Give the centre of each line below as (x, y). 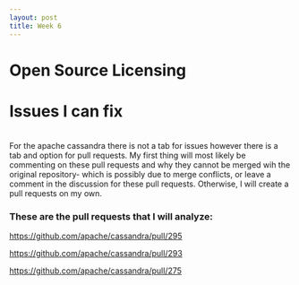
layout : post (34, 17)
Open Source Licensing (98, 70)
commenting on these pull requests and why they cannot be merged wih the (150, 164)
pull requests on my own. (56, 193)
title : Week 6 (36, 26)
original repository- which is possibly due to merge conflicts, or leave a (140, 174)
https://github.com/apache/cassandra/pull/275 (95, 271)
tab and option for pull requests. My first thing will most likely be (128, 155)
